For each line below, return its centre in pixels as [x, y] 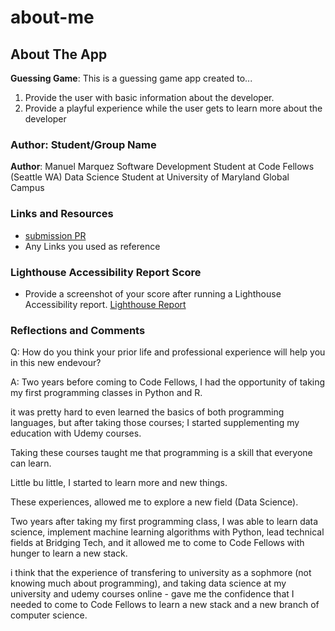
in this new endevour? [56, 363]
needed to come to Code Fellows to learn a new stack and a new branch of [165, 605]
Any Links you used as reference [92, 246]
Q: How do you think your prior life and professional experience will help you [168, 352]
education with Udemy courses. [76, 433]
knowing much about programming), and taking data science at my [148, 583]
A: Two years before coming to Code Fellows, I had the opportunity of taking [168, 382]
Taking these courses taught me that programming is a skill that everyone [161, 453]
